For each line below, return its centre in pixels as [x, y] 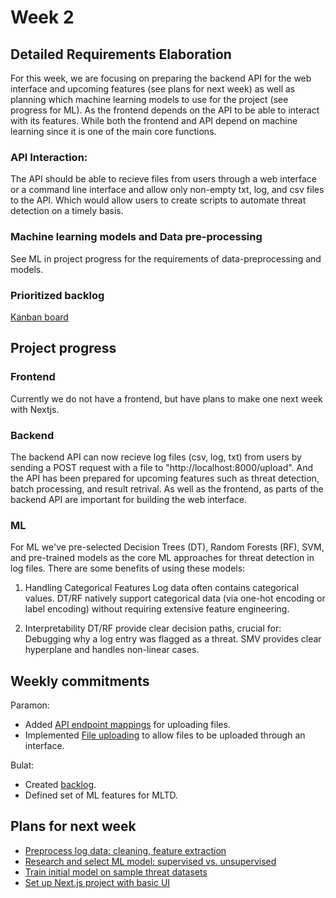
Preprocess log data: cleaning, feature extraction [125, 850]
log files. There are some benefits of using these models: [128, 568]
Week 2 [42, 17]
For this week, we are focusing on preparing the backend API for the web [161, 78]
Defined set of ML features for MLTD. [101, 795]
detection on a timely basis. [67, 211]
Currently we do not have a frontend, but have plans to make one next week [166, 398]
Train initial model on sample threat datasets [116, 872]
